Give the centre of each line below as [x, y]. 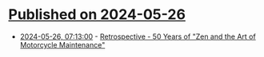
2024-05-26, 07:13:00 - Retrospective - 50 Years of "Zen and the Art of [138, 36]
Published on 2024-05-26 [97, 15]
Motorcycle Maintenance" [62, 44]
